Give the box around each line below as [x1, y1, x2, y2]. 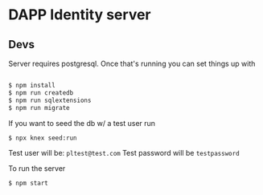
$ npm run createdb [8, 88, 74, 97]
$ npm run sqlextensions [8, 96, 92, 104]
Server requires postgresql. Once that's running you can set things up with [8, 59, 256, 68]
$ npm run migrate [8, 104, 70, 112]
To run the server [8, 164, 66, 173]
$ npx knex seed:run [8, 134, 78, 142]
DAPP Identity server [8, 6, 151, 24]
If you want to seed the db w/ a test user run [8, 118, 155, 128]
